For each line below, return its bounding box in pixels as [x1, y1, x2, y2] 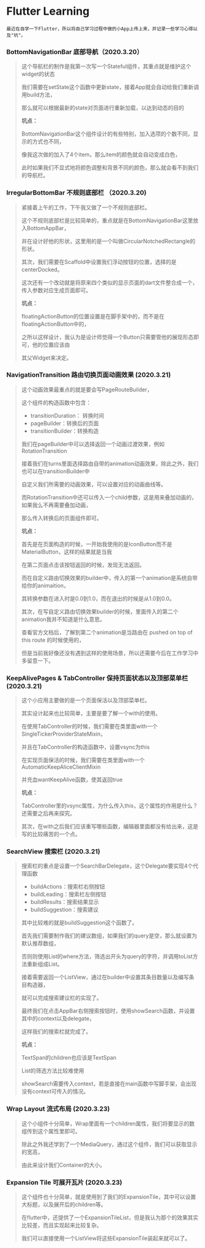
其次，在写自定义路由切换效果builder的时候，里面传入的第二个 [21, 607, 179, 615]
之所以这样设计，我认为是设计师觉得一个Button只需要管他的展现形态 [21, 333, 194, 341]
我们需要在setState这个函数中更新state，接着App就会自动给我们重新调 [21, 83, 199, 91]
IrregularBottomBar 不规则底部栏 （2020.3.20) [6, 188, 147, 197]
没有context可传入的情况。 [21, 1088, 89, 1095]
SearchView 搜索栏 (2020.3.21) [6, 847, 100, 856]
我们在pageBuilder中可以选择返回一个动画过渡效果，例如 [21, 440, 165, 447]
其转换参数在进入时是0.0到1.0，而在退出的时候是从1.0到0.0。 [21, 595, 176, 602]
